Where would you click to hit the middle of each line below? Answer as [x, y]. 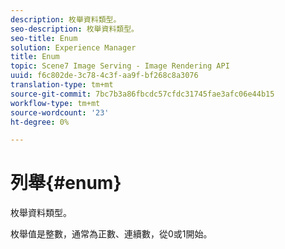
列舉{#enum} [66, 183]
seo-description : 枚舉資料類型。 [74, 29]
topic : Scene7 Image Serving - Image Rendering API [120, 66]
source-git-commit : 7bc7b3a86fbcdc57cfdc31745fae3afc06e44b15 [142, 94]
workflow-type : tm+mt [55, 103]
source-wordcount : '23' [60, 112]
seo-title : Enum [44, 38]
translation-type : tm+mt [62, 85]
